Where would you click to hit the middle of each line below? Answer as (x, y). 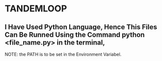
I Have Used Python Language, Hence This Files (81, 27)
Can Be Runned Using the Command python (75, 34)
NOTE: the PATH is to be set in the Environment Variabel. (63, 54)
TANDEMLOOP (36, 9)
